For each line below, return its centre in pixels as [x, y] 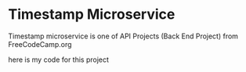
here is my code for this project [59, 59]
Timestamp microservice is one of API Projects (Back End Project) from [123, 36]
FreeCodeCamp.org [40, 44]
